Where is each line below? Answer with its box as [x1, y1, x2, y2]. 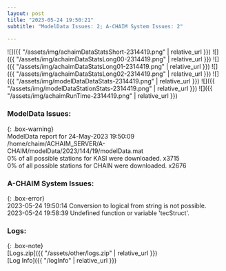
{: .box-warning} [7, 125, 54, 133]
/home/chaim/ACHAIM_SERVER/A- [7, 139, 105, 148]
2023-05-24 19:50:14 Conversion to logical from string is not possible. [7, 201, 207, 210]
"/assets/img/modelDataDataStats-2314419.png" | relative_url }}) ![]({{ [16, 77, 215, 86]
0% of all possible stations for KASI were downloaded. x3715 [7, 154, 181, 162]
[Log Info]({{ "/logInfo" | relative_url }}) [7, 257, 117, 265]
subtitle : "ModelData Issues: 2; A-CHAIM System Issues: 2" [7, 23, 184, 30]
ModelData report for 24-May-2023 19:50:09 [7, 132, 135, 140]
